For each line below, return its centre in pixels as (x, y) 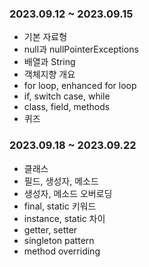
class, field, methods (67, 107)
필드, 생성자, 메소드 (61, 181)
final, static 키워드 (60, 206)
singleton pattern (59, 240)
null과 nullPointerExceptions (81, 49)
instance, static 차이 (64, 218)
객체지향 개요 (49, 74)
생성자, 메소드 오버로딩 (68, 193)
